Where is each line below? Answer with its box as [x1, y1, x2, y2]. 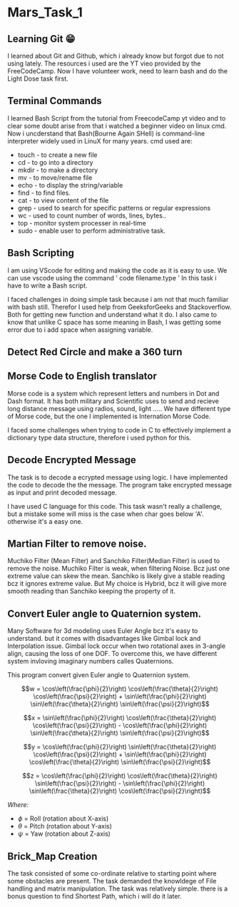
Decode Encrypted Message [7, 454, 137, 466]
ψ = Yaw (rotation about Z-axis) [17, 829, 111, 838]
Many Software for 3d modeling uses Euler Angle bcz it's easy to [7, 627, 198, 635]
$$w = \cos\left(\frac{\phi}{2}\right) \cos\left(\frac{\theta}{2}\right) [21, 684, 219, 693]
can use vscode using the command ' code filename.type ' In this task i [7, 273, 217, 282]
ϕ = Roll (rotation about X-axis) [17, 814, 109, 823]
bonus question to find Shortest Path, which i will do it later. [7, 892, 182, 901]
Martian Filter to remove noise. [7, 538, 148, 550]
